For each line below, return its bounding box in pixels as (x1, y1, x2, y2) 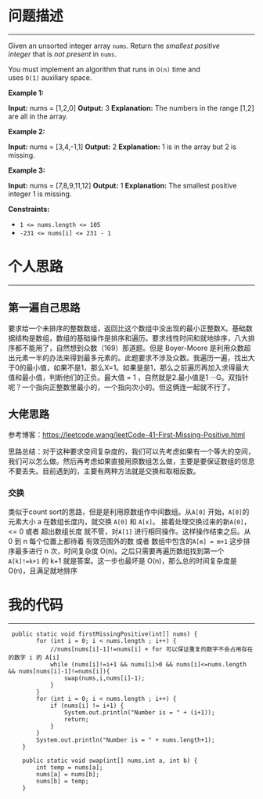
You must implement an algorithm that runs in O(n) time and (8, 64, 201, 74)
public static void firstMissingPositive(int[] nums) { (11, 629, 198, 638)
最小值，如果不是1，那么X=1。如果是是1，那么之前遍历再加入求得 (26, 363, 236, 372)
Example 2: (8, 126, 45, 136)
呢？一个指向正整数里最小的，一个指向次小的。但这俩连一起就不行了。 (8, 382, 235, 392)
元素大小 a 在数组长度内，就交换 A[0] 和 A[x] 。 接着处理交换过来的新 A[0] (8, 516, 244, 526)
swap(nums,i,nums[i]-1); (63, 674, 146, 682)
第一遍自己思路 (8, 301, 81, 315)
